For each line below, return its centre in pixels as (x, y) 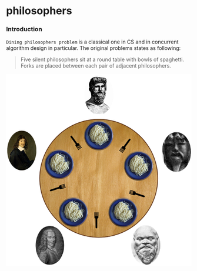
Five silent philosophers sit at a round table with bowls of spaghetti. (102, 59)
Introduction (24, 29)
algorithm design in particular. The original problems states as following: (94, 48)
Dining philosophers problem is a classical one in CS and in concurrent (92, 42)
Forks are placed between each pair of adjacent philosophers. (96, 66)
